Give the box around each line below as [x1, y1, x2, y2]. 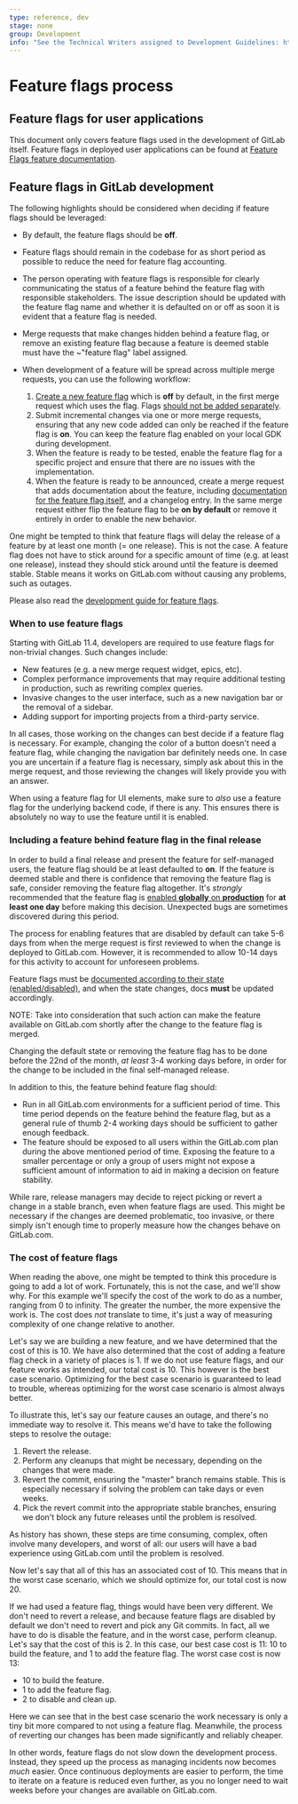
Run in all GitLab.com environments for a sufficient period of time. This [21, 1098, 281, 1110]
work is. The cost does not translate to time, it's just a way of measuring [9, 1309, 273, 1319]
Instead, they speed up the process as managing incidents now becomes [9, 1756, 277, 1767]
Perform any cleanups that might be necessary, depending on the [21, 1455, 263, 1466]
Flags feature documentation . [9, 154, 117, 164]
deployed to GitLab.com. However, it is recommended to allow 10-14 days [9, 946, 278, 957]
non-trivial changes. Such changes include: [9, 647, 169, 658]
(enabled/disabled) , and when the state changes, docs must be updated [9, 983, 274, 993]
